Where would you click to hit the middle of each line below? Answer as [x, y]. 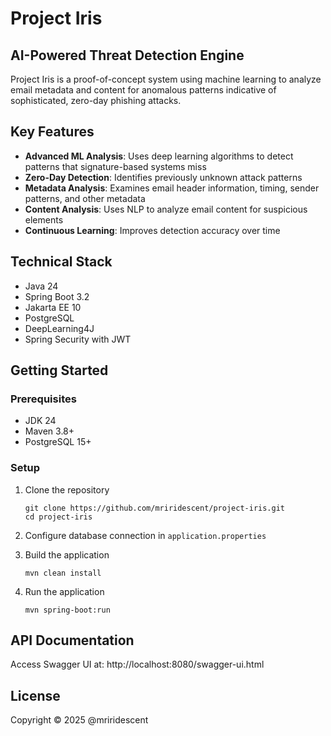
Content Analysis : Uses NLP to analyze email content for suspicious [166, 209]
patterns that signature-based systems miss [115, 166]
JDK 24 [40, 421]
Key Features [52, 132]
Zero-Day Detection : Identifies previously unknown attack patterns [163, 177]
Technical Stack [61, 262]
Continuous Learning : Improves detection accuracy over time [152, 230]
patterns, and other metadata [85, 198]
